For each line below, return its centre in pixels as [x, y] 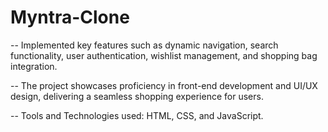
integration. [34, 66]
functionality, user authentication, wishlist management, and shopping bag [164, 55]
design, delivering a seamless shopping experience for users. [137, 96]
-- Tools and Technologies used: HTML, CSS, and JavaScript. [137, 115]
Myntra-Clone [70, 17]
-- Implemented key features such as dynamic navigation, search [144, 45]
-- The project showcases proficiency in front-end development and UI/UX [164, 85]
